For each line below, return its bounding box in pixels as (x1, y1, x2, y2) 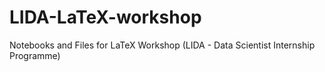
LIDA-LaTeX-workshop (9, 6, 202, 29)
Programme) (9, 49, 61, 61)
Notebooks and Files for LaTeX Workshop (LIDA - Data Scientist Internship (9, 39, 316, 51)
